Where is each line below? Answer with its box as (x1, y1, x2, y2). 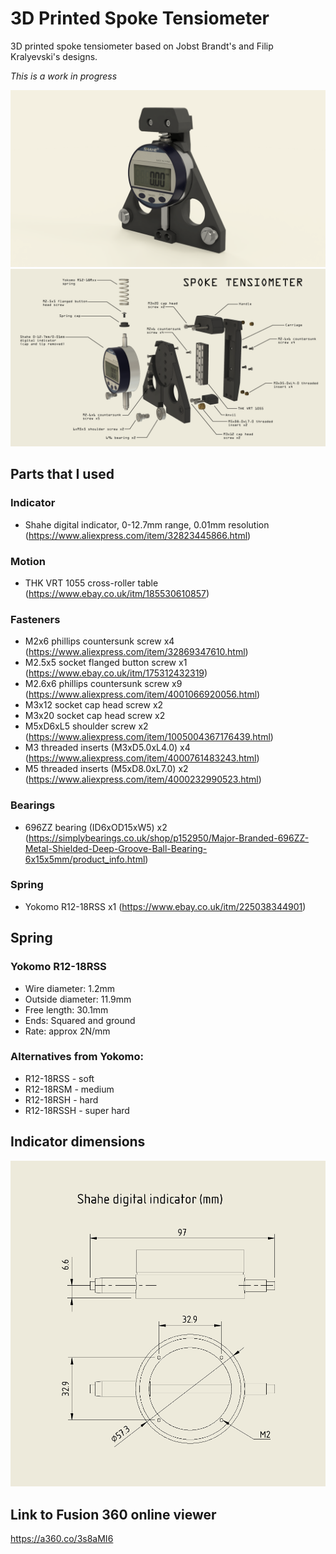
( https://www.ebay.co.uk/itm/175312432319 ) (24, 667, 208, 679)
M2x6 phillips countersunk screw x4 (24, 635, 175, 647)
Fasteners (10, 612, 61, 626)
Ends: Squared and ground (24, 1014, 136, 1026)
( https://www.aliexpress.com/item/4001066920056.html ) (24, 688, 261, 701)
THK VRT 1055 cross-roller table (24, 577, 159, 589)
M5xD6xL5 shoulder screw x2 (24, 720, 149, 732)
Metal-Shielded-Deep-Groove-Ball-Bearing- (24, 842, 208, 854)
